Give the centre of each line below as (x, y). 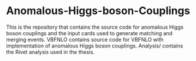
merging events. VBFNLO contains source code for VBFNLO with (85, 39)
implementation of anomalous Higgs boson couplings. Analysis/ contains (95, 46)
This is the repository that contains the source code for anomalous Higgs (95, 27)
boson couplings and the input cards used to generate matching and (89, 33)
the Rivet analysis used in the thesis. (50, 52)
